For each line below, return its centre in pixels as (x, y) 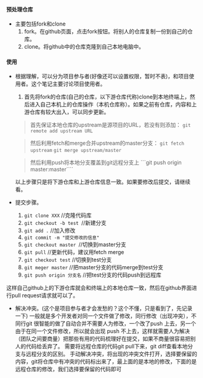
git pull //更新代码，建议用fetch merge (74, 252)
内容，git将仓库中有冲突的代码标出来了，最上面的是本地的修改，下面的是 (106, 362)
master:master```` (52, 170)
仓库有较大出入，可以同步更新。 (69, 112)
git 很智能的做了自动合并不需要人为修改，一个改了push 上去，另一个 (111, 324)
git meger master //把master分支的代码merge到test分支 (94, 267)
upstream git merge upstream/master (76, 151)
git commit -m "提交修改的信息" (62, 238)
